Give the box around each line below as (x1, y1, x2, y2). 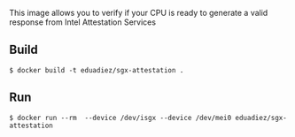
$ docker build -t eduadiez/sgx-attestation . (9, 65, 184, 74)
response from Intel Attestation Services (9, 17, 157, 27)
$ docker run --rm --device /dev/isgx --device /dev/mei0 (9, 113, 232, 122)
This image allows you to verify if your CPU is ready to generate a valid (9, 8, 268, 18)
